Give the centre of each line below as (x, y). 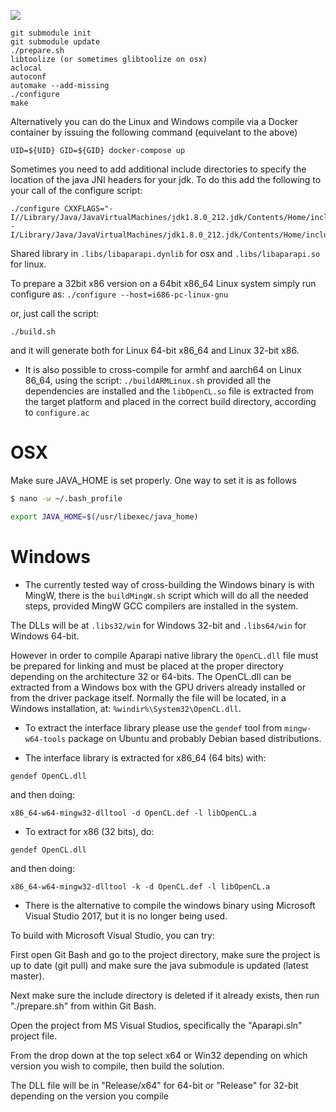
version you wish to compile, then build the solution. (117, 1066)
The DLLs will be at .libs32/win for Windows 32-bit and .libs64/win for (158, 625)
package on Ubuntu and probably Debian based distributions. (195, 738)
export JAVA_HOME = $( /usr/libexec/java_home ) (104, 516)
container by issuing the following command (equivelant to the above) (154, 132)
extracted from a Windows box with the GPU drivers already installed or (158, 687)
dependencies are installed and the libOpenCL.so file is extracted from (169, 391)
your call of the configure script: (76, 190)
